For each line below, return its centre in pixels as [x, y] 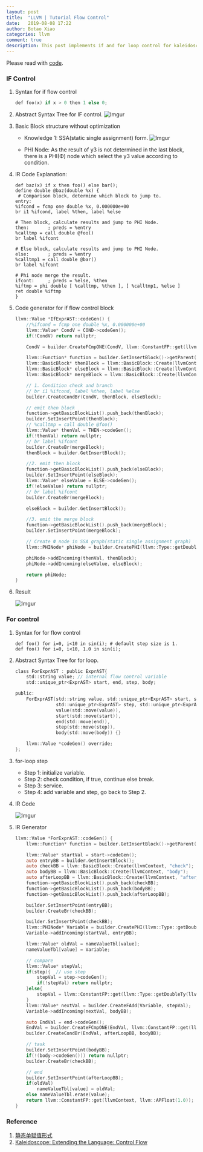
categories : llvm [28, 35]
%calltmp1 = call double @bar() [56, 260]
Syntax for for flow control [47, 632]
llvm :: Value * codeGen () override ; [69, 744]
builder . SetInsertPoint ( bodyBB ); [68, 1050]
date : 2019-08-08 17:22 [39, 23]
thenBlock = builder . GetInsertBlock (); [76, 453]
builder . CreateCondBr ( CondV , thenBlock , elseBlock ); [94, 397]
